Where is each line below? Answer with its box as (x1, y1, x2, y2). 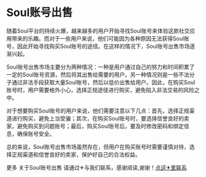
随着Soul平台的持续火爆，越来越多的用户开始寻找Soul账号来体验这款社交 (6, 27, 190, 34)
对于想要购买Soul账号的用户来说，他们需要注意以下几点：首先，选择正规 (6, 107, 190, 114)
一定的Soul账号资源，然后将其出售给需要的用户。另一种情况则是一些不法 (6, 71, 190, 78)
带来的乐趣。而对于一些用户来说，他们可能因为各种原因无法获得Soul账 (11, 34, 190, 42)
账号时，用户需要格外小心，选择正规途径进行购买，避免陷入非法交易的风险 (6, 86, 194, 93)
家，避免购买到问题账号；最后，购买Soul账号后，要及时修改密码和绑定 (6, 122, 185, 130)
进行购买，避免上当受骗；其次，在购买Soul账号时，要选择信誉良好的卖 (11, 114, 190, 122)
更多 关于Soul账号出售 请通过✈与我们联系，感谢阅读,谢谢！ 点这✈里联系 (6, 163, 187, 171)
